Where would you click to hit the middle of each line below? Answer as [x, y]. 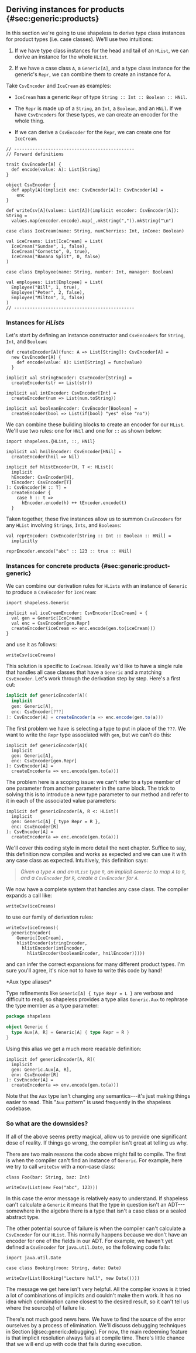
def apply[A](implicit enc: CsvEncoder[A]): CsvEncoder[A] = [87, 190]
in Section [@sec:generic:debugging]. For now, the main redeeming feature [97, 1331]
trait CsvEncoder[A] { [34, 164]
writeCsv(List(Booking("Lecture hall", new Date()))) [73, 1278]
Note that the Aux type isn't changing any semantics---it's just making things [98, 1096]
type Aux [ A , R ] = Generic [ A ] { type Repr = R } [71, 1032]
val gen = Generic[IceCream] [47, 618]
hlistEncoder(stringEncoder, [52, 943]
